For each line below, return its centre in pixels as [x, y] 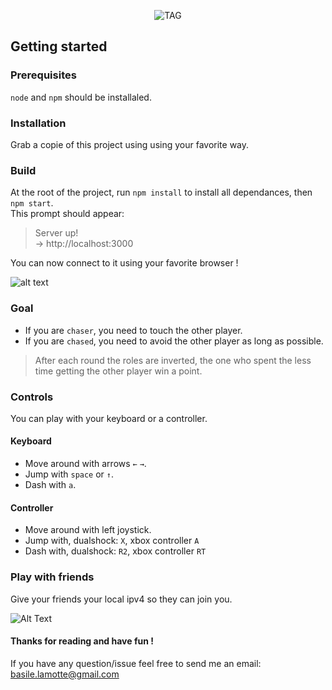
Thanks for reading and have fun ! [82, 641]
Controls [32, 397]
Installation [38, 123]
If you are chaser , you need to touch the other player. [133, 330]
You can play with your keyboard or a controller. [109, 418]
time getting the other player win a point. [118, 371]
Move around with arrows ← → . [85, 464]
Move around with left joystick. [88, 530]
